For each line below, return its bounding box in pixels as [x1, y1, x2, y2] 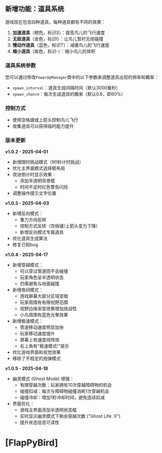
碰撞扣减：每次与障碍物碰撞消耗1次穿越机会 [19, 388, 110, 394]
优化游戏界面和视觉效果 [12, 349, 61, 355]
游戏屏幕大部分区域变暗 [19, 293, 68, 299]
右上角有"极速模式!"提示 [19, 343, 69, 349]
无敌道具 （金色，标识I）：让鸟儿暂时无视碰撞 [12, 35, 104, 41]
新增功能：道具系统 [5, 4, 64, 13]
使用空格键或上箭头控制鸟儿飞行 [12, 117, 78, 123]
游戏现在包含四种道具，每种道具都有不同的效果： [5, 19, 106, 25]
